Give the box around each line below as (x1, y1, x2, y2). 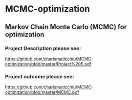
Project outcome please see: (5, 73, 74, 80)
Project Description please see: (5, 45, 81, 51)
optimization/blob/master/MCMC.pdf (5, 89, 79, 95)
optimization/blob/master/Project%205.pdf (5, 61, 91, 67)
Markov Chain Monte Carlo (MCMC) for (5, 23, 127, 31)
